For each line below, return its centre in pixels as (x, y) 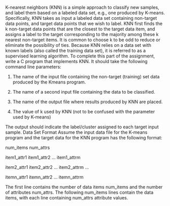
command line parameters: (33, 67)
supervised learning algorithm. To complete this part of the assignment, (80, 56)
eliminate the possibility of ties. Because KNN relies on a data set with (78, 45)
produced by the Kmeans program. (49, 82)
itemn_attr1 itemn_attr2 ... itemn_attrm (44, 177)
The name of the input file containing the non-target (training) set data (86, 77)
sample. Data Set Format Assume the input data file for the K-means (76, 132)
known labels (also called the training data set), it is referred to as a (76, 51)
